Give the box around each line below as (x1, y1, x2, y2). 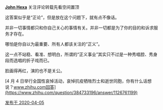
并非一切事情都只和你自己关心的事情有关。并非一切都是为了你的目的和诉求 (5, 25, 154, 31)
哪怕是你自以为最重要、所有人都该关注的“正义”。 (5, 41, 103, 47)
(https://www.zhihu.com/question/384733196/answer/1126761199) (5, 90, 138, 95)
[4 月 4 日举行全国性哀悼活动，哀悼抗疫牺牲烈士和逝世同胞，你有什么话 (5, 78, 148, 84)
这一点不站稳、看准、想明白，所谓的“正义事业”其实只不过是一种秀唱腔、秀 (5, 51, 154, 57)
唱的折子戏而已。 (17, 58, 52, 63)
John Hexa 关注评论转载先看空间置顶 (5, 4, 80, 10)
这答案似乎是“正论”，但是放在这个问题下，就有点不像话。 (5, 15, 120, 20)
